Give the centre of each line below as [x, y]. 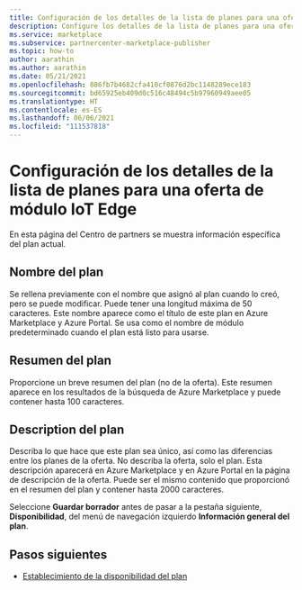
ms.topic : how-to [42, 51]
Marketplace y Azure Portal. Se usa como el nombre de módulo [127, 322]
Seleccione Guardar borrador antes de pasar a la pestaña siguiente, [136, 507]
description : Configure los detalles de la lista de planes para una [142, 26]
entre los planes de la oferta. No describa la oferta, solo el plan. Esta [136, 461]
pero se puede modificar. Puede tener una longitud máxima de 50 [131, 304]
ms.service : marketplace [56, 34]
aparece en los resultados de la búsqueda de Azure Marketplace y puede [145, 392]
